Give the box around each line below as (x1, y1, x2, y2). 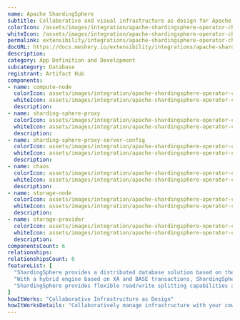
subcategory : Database (7, 63, 75, 71)
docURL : (7, 43, 31, 51)
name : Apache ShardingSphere (7, 10, 94, 18)
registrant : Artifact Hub (7, 70, 84, 77)
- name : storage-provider (7, 216, 84, 223)
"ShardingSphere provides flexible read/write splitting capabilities (14, 282, 229, 289)
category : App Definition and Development (7, 57, 136, 64)
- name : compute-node (7, 83, 72, 91)
